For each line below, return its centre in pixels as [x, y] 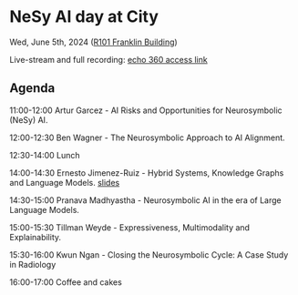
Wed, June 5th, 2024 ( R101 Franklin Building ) [93, 42]
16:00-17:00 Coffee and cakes [66, 282]
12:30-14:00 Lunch [45, 155]
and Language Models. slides [65, 182]
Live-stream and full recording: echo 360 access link [108, 59]
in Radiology [33, 264]
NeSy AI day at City [84, 17]
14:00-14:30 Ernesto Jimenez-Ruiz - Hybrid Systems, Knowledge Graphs [147, 173]
